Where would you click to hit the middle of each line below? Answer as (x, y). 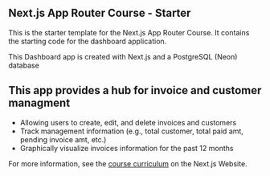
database (24, 65)
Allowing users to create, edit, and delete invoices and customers (128, 122)
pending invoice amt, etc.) (63, 139)
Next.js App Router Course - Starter (100, 13)
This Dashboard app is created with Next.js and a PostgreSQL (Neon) (123, 56)
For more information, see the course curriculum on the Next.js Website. (128, 163)
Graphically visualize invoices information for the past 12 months (127, 148)
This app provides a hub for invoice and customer (135, 90)
